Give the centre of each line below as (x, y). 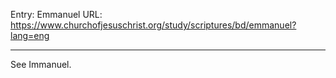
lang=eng (30, 35)
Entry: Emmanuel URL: (56, 14)
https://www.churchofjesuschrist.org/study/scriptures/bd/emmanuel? (153, 25)
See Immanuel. (41, 64)
